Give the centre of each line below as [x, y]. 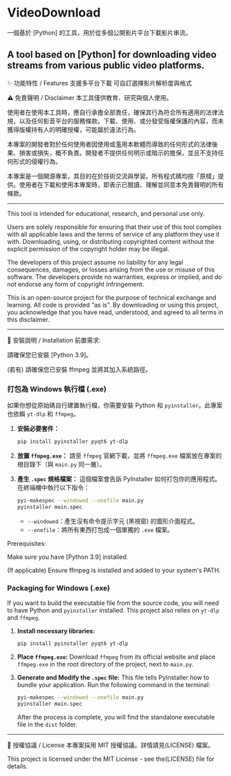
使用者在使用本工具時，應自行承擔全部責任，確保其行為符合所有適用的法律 [112, 112]
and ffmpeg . [23, 617]
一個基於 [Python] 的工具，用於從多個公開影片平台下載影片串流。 [99, 32]
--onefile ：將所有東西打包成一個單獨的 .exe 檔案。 [100, 529]
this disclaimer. [29, 319]
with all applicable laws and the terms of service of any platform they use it [113, 234]
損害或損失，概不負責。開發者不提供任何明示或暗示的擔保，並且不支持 [118, 152]
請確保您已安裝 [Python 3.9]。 [50, 355]
